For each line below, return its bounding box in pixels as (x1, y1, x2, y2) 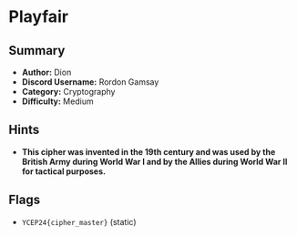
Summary (8, 43, 66, 58)
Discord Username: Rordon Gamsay (21, 77, 159, 87)
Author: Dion (21, 67, 72, 77)
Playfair (8, 6, 69, 27)
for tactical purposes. (21, 166, 107, 177)
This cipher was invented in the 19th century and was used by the (21, 146, 276, 157)
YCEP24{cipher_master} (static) (21, 216, 138, 227)
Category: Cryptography (21, 87, 116, 97)
